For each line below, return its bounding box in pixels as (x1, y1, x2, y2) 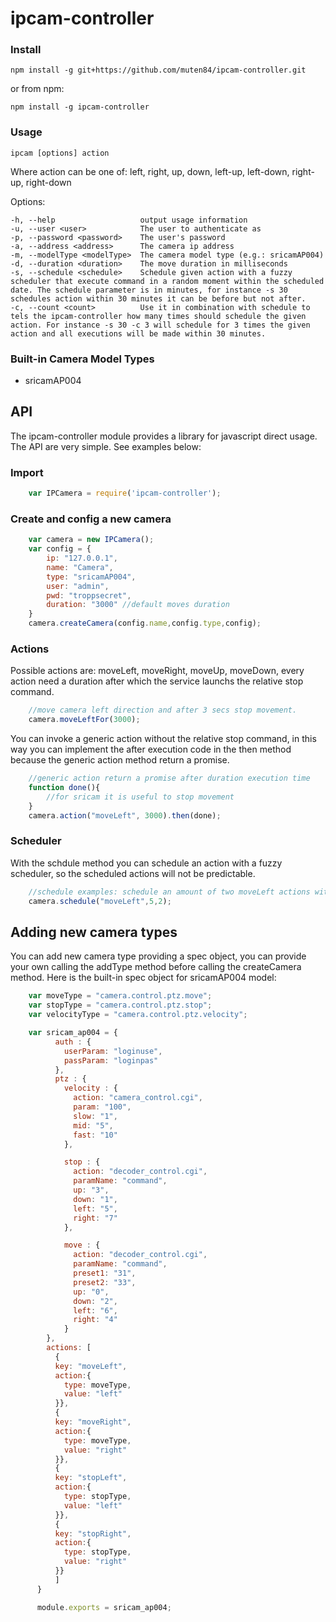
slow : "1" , (73, 1111, 118, 1121)
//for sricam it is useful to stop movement (46, 792, 235, 802)
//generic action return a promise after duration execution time (28, 773, 311, 784)
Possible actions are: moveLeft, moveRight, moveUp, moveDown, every (10, 665, 305, 677)
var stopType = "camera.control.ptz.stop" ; (28, 1000, 213, 1011)
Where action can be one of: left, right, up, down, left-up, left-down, (10, 165, 290, 177)
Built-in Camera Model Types (10, 352, 155, 366)
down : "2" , (73, 1296, 118, 1306)
